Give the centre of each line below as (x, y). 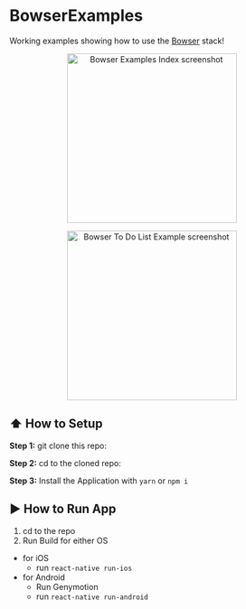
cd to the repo (49, 530)
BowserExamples (76, 16)
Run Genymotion (67, 586)
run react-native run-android (92, 596)
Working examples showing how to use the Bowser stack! (117, 41)
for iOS (36, 557)
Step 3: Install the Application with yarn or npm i (99, 481)
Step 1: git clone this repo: (58, 445)
